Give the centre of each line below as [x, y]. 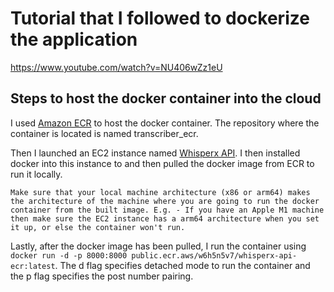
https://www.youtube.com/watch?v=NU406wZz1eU [116, 67]
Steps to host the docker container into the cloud [166, 98]
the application [74, 39]
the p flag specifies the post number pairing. [102, 276]
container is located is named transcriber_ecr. [104, 133]
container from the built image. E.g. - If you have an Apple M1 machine [167, 210]
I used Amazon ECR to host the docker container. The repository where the [165, 123]
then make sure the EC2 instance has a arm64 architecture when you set [165, 218]
